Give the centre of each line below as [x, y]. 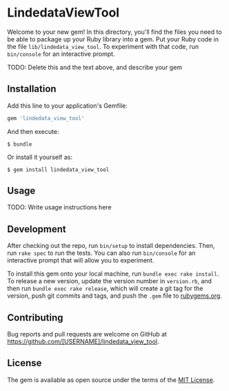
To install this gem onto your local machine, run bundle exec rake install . [113, 274]
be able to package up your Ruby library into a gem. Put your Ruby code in [113, 39]
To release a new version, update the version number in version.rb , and [110, 281]
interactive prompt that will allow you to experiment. [81, 260]
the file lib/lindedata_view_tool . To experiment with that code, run [103, 46]
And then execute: [33, 131]
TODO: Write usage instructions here [59, 207]
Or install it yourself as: [40, 157]
